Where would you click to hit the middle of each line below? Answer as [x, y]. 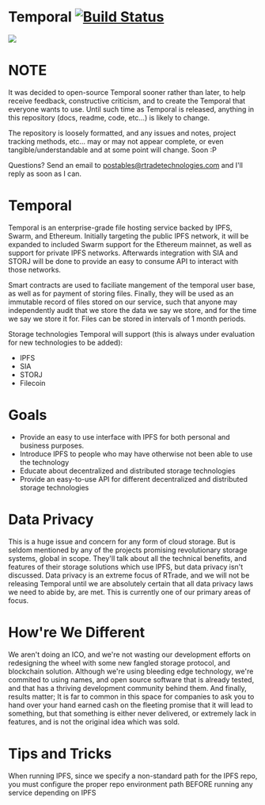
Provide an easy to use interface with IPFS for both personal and [125, 437]
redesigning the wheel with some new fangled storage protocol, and [119, 662]
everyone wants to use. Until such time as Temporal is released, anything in [131, 109]
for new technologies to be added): [66, 342]
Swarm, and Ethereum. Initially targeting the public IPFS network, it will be [129, 236]
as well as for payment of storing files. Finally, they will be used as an [121, 293]
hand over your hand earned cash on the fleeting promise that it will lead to [131, 704]
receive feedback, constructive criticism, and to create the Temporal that [127, 101]
